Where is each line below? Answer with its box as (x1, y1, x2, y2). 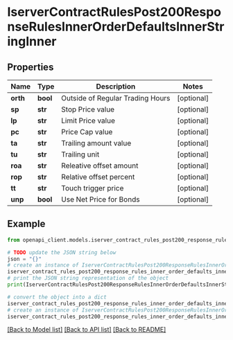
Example (7, 218, 46, 230)
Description (96, 82, 136, 91)
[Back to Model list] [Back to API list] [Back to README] (7, 325, 166, 334)
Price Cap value (61, 127, 113, 136)
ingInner (7, 34, 57, 49)
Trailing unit (61, 150, 100, 159)
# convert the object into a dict (7, 294, 107, 301)
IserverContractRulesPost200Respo (7, 4, 222, 20)
